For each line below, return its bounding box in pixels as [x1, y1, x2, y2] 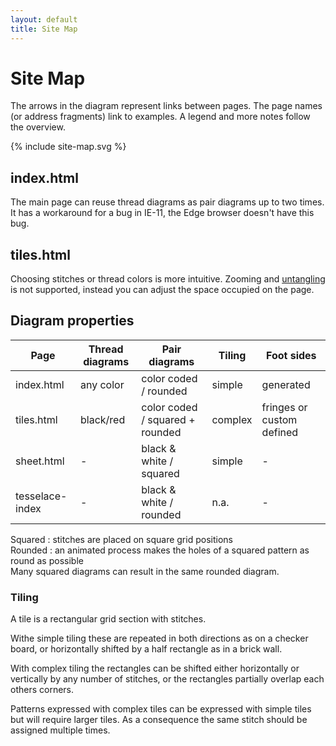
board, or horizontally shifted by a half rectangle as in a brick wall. [10, 643, 283, 655]
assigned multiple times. [10, 724, 111, 736]
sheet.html [15, 454, 65, 468]
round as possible [10, 554, 84, 566]
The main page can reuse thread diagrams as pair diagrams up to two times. [10, 196, 325, 208]
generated [261, 377, 311, 391]
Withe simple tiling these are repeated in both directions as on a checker [10, 632, 309, 645]
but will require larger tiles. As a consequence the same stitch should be [10, 714, 308, 726]
